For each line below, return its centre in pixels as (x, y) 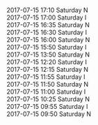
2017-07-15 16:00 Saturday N (48, 40)
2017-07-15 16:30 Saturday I (47, 32)
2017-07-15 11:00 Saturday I (46, 91)
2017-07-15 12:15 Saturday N (47, 69)
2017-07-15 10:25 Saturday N (48, 99)
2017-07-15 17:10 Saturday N (47, 10)
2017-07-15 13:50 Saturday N (48, 54)
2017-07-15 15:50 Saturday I (47, 47)
